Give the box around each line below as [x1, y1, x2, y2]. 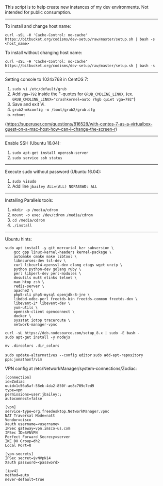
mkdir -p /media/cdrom [12, 208, 58, 212]
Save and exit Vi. [12, 102, 46, 107]
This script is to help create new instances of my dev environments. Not [5, 4, 149, 10]
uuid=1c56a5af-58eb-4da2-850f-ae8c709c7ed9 [5, 383, 95, 388]
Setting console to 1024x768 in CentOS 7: [5, 76, 88, 82]
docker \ [14, 313, 32, 318]
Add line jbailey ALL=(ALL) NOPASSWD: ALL [12, 183, 98, 189]
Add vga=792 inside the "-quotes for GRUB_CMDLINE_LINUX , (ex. [12, 91, 133, 97]
